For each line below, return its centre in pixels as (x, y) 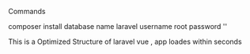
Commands (27, 11)
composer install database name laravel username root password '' (118, 26)
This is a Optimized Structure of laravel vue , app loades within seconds (125, 41)
